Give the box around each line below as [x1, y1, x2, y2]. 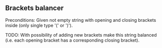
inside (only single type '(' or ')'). [5, 22, 73, 28]
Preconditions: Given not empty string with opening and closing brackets [5, 17, 156, 23]
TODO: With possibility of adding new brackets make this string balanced [5, 32, 157, 38]
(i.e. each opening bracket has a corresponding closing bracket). [5, 37, 140, 43]
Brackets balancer [5, 4, 64, 12]
